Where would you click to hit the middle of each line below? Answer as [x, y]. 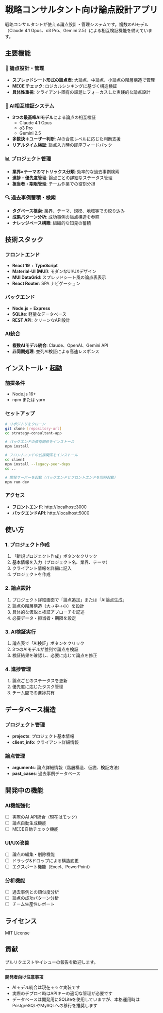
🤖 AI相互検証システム [30, 106]
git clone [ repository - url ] [33, 429]
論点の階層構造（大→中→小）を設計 [48, 606]
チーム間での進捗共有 [33, 693]
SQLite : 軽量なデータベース [39, 314]
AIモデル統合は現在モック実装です [46, 987]
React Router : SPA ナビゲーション [46, 283]
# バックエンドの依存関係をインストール [40, 442]
